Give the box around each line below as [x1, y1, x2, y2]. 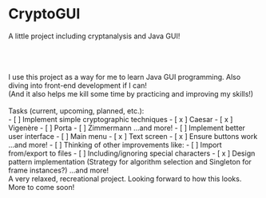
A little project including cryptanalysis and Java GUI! [8, 31, 181, 41]
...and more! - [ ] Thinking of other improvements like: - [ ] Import [8, 140, 222, 149]
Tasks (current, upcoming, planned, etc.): [8, 105, 145, 116]
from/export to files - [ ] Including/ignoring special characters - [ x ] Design [8, 148, 256, 158]
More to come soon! [8, 182, 75, 192]
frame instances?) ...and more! [8, 165, 109, 175]
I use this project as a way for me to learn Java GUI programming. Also [8, 72, 241, 81]
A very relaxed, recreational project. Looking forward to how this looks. [8, 173, 242, 184]
